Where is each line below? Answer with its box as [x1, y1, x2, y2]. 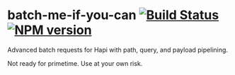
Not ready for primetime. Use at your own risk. [7, 59, 143, 67]
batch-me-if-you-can [7, 7, 137, 23]
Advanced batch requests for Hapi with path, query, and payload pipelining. [7, 45, 229, 54]
